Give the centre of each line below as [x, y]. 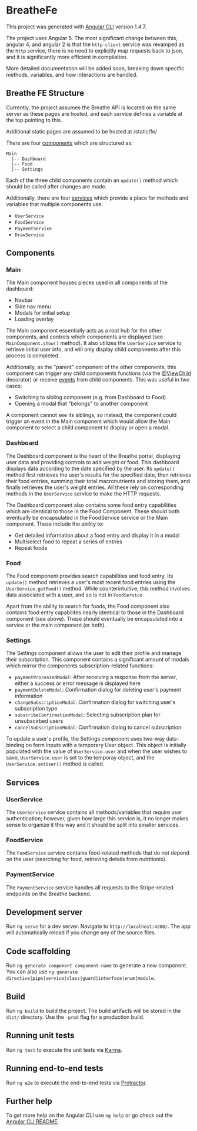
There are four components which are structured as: [70, 143]
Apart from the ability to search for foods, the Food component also [88, 607]
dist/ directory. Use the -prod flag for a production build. [75, 1017]
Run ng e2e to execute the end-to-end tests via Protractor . [76, 1083]
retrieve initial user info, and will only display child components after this [94, 350]
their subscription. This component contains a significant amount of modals [98, 660]
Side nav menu [33, 307]
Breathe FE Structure [45, 93]
